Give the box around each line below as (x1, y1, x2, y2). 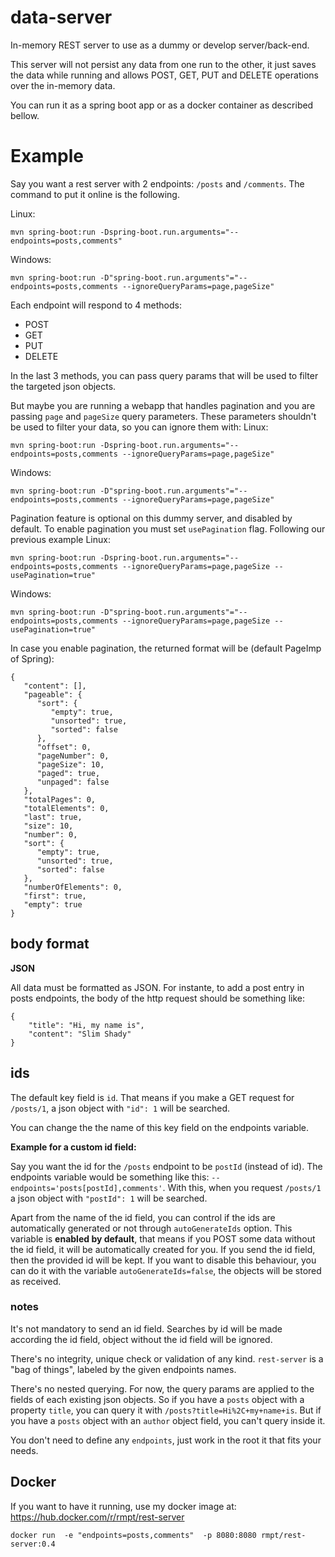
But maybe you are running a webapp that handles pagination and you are (10, 399, 316, 411)
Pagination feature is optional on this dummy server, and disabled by (10, 512, 293, 524)
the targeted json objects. (10, 380, 117, 392)
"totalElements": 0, (23, 803, 110, 813)
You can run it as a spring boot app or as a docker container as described (10, 99, 314, 111)
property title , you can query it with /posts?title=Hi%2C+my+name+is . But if (10, 1404, 322, 1416)
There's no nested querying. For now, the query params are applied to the (10, 1382, 315, 1395)
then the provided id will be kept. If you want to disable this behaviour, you (10, 1254, 317, 1266)
